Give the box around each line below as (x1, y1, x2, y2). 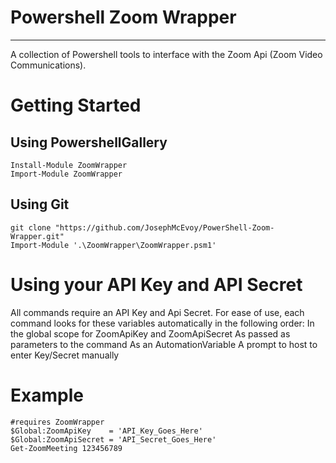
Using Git (10, 196, 70, 213)
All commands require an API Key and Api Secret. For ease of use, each (10, 306, 305, 318)
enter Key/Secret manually (10, 349, 120, 361)
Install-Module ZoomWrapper (10, 160, 128, 170)
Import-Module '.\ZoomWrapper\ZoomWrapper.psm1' (10, 240, 217, 250)
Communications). (10, 59, 87, 71)
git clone (10, 222, 52, 233)
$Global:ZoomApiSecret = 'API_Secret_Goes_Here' (10, 434, 217, 445)
